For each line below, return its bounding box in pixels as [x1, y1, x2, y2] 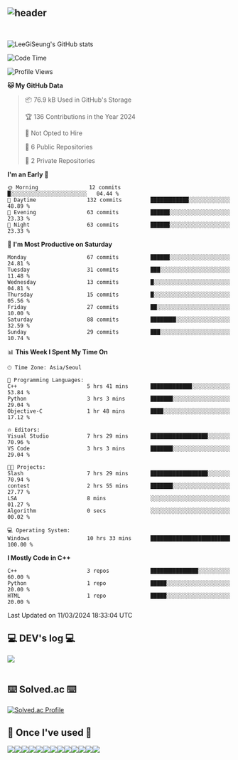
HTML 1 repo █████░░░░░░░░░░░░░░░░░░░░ [7, 592, 231, 599]
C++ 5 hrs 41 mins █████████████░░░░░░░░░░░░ [7, 382, 231, 390]
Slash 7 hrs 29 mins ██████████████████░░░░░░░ [7, 470, 231, 477]
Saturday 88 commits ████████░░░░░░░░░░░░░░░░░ [7, 316, 231, 323]
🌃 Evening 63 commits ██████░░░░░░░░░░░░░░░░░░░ [7, 209, 231, 216]
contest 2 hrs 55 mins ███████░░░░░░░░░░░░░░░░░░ [7, 482, 231, 490]
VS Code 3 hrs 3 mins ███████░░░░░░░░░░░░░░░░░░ [7, 445, 231, 452]
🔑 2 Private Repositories [24, 156, 96, 164]
